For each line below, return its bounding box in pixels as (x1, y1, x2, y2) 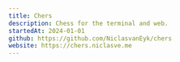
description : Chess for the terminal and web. (8, 19, 169, 27)
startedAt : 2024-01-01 (8, 27, 85, 35)
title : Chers (8, 11, 53, 20)
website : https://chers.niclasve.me (8, 42, 132, 50)
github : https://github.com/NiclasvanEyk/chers (8, 34, 173, 43)
